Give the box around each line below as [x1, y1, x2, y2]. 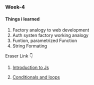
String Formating [12, 43, 47, 49]
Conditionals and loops [12, 74, 60, 80]
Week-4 [5, 3, 25, 10]
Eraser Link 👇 [5, 53, 33, 59]
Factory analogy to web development [12, 27, 89, 33]
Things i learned [5, 16, 40, 22]
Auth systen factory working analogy [12, 32, 89, 38]
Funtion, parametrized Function [12, 37, 77, 43]
